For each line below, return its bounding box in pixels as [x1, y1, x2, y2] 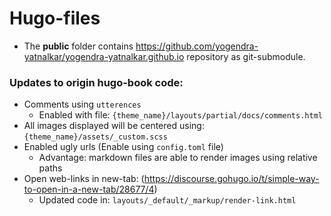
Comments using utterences [23, 98, 142, 111]
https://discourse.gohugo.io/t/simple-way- [143, 173, 320, 185]
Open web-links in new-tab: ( [23, 173, 145, 185]
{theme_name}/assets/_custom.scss [23, 132, 168, 142]
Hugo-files [9, 7, 101, 30]
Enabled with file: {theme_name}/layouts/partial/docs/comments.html [38, 109, 323, 121]
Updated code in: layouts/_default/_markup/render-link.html [38, 194, 297, 206]
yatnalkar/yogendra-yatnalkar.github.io [23, 50, 185, 62]
